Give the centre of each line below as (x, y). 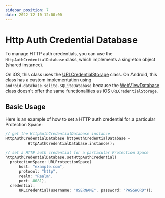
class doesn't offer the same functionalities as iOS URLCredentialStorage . (82, 91)
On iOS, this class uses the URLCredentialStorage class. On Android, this (81, 75)
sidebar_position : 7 (27, 10)
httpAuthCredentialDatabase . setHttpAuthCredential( (61, 157)
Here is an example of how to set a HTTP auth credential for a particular (80, 119)
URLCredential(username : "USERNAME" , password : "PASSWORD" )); (86, 190)
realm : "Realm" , (36, 176)
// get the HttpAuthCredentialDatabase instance (58, 134)
